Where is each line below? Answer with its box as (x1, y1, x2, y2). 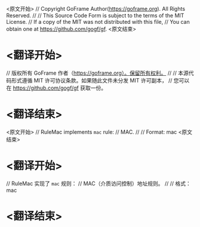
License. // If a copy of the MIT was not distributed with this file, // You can (6, 19, 190, 25)
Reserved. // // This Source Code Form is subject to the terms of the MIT (6, 12, 184, 19)
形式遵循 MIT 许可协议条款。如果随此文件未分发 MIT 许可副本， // (11, 76, 173, 84)
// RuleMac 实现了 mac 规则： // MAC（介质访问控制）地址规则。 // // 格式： (6, 180, 191, 187)
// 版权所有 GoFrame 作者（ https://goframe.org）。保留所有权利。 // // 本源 (6, 69, 189, 76)
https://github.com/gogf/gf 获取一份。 (13, 84, 106, 91)
